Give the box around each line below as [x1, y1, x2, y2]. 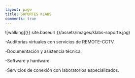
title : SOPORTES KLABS [5, 12, 52, 17]
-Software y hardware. [5, 58, 51, 64]
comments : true [5, 16, 36, 21]
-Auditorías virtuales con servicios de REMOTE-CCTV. [5, 39, 115, 45]
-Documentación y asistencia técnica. [5, 48, 82, 54]
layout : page [5, 7, 32, 12]
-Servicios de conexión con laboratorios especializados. [5, 67, 119, 73]
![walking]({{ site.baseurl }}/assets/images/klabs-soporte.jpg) [5, 30, 131, 36]
